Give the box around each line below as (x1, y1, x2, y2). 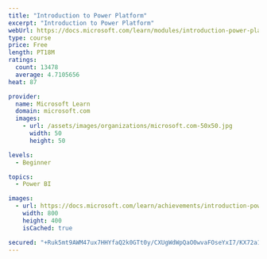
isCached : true (22, 224, 73, 232)
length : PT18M (8, 48, 56, 56)
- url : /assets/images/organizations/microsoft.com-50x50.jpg (22, 122, 233, 130)
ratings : (8, 56, 37, 64)
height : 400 (22, 216, 62, 225)
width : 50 (29, 129, 62, 137)
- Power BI (15, 180, 52, 188)
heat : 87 (8, 78, 37, 86)
